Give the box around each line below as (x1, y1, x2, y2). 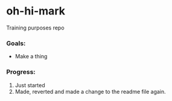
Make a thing (14, 53, 48, 60)
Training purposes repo (6, 24, 65, 31)
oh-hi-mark (6, 4, 65, 18)
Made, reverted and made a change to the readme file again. (14, 88, 166, 95)
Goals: (6, 39, 26, 47)
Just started (14, 81, 45, 88)
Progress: (6, 68, 36, 76)
